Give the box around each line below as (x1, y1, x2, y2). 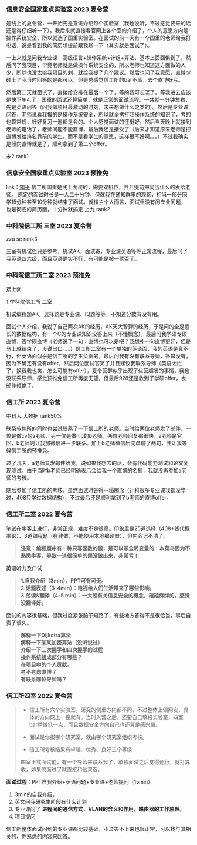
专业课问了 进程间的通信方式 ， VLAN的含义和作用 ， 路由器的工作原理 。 (14, 806, 185, 813)
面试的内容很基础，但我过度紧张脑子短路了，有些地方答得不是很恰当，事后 (6, 611, 186, 618)
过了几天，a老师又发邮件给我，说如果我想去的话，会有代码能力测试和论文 (6, 460, 184, 467)
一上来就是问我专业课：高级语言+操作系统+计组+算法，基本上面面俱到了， (6, 54, 186, 61)
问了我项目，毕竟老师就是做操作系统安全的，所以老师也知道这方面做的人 (11, 62, 186, 69)
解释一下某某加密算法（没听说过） (20, 638, 103, 646)
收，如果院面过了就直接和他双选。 (20, 766, 103, 773)
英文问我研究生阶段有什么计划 (14, 799, 87, 806)
